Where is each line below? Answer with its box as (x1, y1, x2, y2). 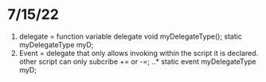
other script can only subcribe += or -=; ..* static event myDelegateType (18, 57, 256, 66)
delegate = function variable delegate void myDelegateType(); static (18, 32, 242, 41)
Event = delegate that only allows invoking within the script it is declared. (18, 48, 259, 58)
